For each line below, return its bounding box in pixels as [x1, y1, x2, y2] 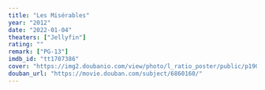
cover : [8, 63, 30, 70]
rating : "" [8, 41, 44, 49]
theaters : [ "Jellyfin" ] [8, 33, 87, 41]
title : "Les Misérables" [8, 11, 90, 20]
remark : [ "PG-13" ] [8, 48, 69, 56]
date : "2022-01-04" [8, 26, 73, 34]
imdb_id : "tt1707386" [8, 56, 80, 63]
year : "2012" [8, 19, 51, 27]
